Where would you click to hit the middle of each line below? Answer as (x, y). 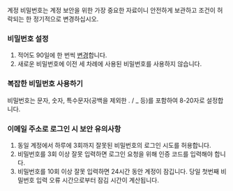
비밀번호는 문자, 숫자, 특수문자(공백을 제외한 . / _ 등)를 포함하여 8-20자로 (106, 100)
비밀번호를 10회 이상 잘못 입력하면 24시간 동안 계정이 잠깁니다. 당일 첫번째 (118, 171)
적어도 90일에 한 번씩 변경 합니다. (62, 55)
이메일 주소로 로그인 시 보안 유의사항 (64, 129)
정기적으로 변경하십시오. (66, 19)
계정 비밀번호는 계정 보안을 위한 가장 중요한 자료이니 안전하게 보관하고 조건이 (112, 10)
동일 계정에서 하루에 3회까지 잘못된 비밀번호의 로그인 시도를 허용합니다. (114, 145)
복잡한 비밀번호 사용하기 (45, 84)
